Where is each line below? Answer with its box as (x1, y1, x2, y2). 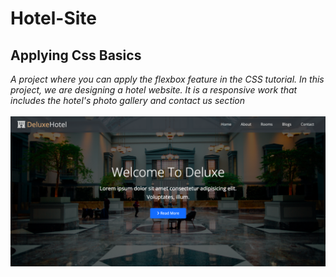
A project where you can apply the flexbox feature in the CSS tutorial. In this (10, 73, 325, 85)
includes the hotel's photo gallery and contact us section (10, 95, 246, 106)
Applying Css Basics (10, 47, 142, 64)
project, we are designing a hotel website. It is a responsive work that (10, 84, 298, 96)
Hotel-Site (10, 7, 98, 30)
